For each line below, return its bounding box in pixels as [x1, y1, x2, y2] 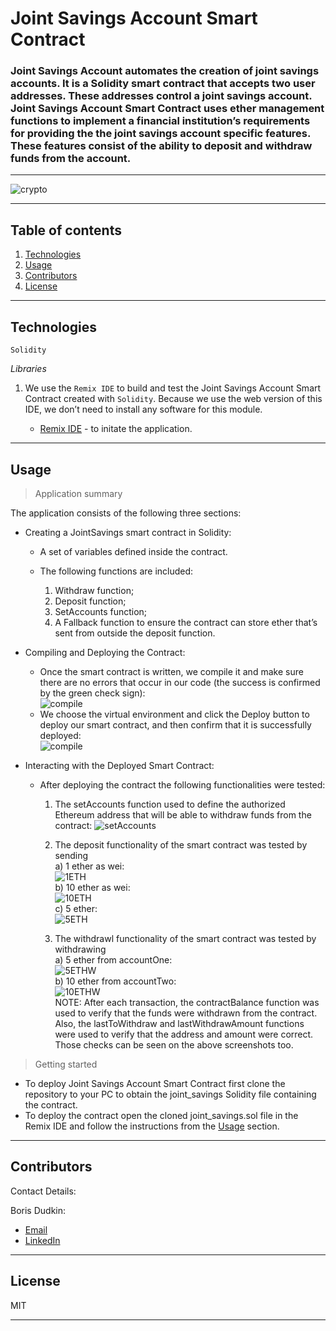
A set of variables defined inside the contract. [39, 545, 228, 557]
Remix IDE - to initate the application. [39, 423, 193, 435]
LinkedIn [24, 1234, 61, 1246]
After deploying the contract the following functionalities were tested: [39, 778, 326, 791]
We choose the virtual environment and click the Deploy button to [39, 708, 310, 720]
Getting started [34, 1058, 98, 1070]
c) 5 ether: [54, 902, 98, 914]
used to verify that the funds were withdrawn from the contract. [54, 1007, 318, 1019]
